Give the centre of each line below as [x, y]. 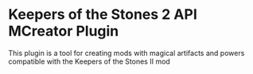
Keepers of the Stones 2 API [103, 15]
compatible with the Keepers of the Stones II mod [90, 61]
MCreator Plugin [64, 31]
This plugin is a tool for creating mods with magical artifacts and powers [127, 53]
